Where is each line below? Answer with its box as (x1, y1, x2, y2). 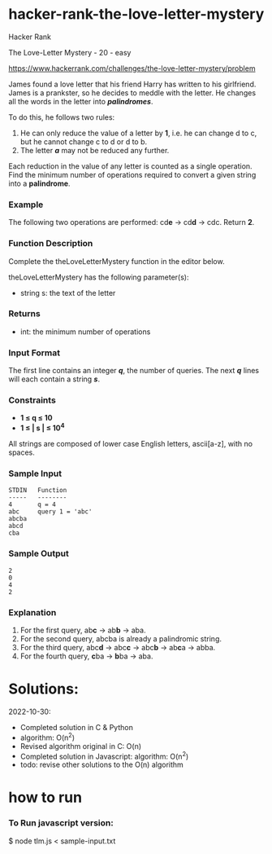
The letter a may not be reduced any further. (19, 145, 170, 155)
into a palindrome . (8, 178, 71, 188)
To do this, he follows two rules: (8, 112, 115, 122)
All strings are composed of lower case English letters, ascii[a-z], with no (8, 439, 253, 449)
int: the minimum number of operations (19, 327, 151, 337)
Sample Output (8, 548, 69, 559)
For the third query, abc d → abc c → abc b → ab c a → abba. (19, 642, 216, 652)
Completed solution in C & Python (19, 722, 134, 732)
